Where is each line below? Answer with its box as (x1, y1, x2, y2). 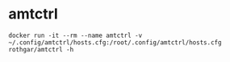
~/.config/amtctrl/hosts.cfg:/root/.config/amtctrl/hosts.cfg (8, 38, 222, 47)
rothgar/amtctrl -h (8, 45, 74, 53)
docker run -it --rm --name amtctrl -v (8, 31, 143, 39)
